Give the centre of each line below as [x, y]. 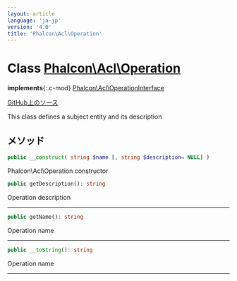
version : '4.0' [30, 27]
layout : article [31, 14]
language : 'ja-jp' [34, 20]
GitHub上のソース [33, 102]
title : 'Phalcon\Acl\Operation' [55, 34]
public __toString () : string [50, 250]
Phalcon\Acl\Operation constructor [58, 171]
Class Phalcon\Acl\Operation [94, 68]
